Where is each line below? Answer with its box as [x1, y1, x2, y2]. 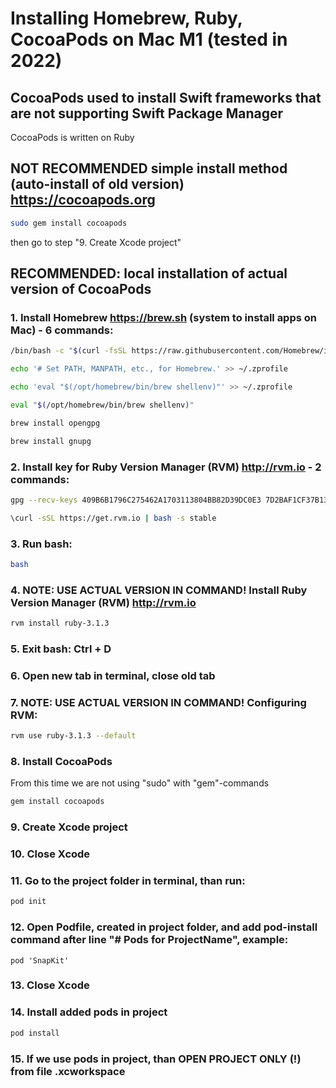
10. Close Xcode [10, 847, 91, 861]
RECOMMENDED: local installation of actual [10, 265, 288, 282]
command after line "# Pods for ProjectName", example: [10, 933, 289, 947]
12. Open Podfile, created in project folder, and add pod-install [10, 920, 318, 934]
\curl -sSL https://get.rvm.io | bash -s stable [10, 513, 217, 523]
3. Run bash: [10, 537, 73, 551]
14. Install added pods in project [10, 1005, 168, 1019]
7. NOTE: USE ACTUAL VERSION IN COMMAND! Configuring [10, 695, 307, 709]
